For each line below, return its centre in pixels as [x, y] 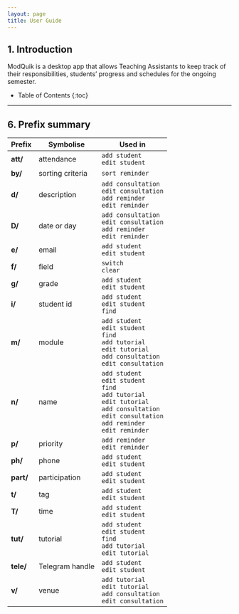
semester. [22, 82]
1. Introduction [40, 49]
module [51, 342]
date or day [58, 226]
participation [60, 477]
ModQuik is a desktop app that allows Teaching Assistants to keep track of [117, 67]
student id [55, 305]
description [58, 195]
